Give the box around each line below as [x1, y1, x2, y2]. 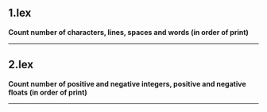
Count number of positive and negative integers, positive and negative [8, 79, 246, 88]
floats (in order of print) [8, 87, 87, 97]
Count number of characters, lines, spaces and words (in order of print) [8, 27, 249, 37]
